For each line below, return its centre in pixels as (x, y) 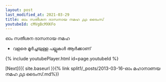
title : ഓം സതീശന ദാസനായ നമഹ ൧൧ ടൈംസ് (55, 19)
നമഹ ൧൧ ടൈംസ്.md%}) (32, 74)
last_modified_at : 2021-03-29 (38, 15)
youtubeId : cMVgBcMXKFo (31, 24)
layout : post (19, 10)
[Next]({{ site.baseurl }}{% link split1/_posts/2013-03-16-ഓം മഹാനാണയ (83, 68)
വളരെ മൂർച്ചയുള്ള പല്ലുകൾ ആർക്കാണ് (52, 49)
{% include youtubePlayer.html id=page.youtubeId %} (62, 59)
